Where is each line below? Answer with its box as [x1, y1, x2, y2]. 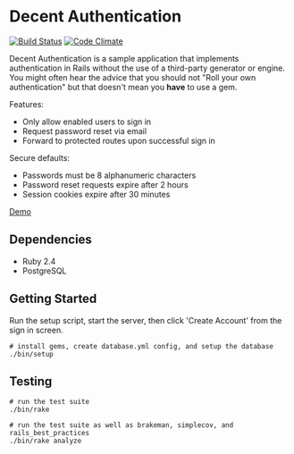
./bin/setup [9, 349, 54, 358]
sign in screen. [9, 324, 64, 335]
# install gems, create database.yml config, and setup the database [9, 341, 274, 350]
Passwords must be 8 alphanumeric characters [21, 170, 197, 181]
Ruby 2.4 [21, 256, 56, 266]
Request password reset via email [21, 125, 147, 136]
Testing [9, 374, 53, 389]
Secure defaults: [9, 152, 70, 163]
